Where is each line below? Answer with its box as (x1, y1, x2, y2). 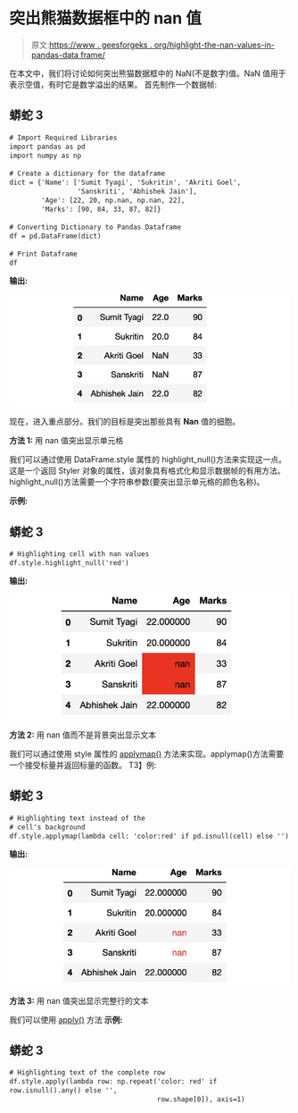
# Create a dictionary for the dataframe (9, 169, 166, 178)
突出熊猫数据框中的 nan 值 (9, 8, 203, 29)
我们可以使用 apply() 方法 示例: (9, 1014, 123, 1024)
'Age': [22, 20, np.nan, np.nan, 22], (41, 196, 186, 205)
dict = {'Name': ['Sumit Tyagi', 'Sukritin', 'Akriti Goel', (9, 178, 242, 187)
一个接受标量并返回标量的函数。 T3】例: (9, 759, 157, 770)
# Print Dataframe (9, 249, 78, 258)
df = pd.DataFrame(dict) (9, 232, 102, 240)
